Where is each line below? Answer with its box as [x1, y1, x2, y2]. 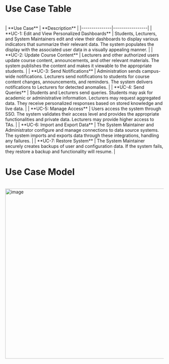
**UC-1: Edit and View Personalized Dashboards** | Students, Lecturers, [5, 30, 157, 36]
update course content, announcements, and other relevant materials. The [5, 57, 159, 63]
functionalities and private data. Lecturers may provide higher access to [5, 116, 154, 122]
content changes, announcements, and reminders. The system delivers [5, 79, 153, 85]
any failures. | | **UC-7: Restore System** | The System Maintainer [5, 137, 145, 144]
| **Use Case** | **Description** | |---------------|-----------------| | [5, 25, 152, 31]
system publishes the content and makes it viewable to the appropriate [5, 63, 152, 69]
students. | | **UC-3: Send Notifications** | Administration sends [5, 68, 141, 74]
